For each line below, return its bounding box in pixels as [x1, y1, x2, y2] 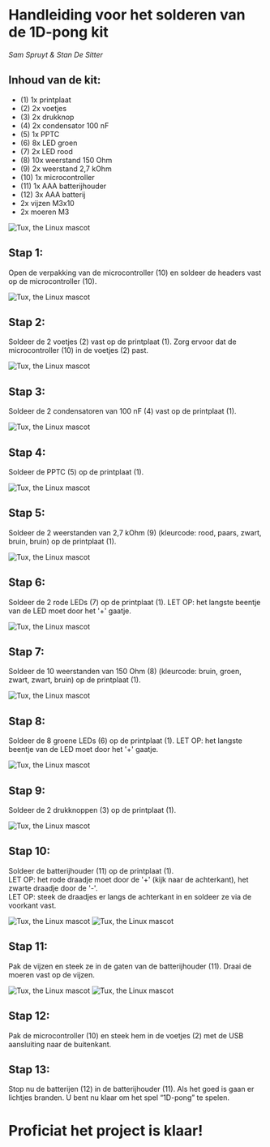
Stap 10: [8, 844, 51, 858]
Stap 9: [8, 784, 46, 797]
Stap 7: [8, 645, 45, 659]
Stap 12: [8, 1009, 50, 1023]
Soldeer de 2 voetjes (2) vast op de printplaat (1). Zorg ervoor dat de [8, 337, 237, 346]
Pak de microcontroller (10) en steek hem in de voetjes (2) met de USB [8, 1030, 244, 1040]
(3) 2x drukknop [19, 112, 75, 122]
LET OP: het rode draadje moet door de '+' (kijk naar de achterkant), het [8, 874, 249, 884]
